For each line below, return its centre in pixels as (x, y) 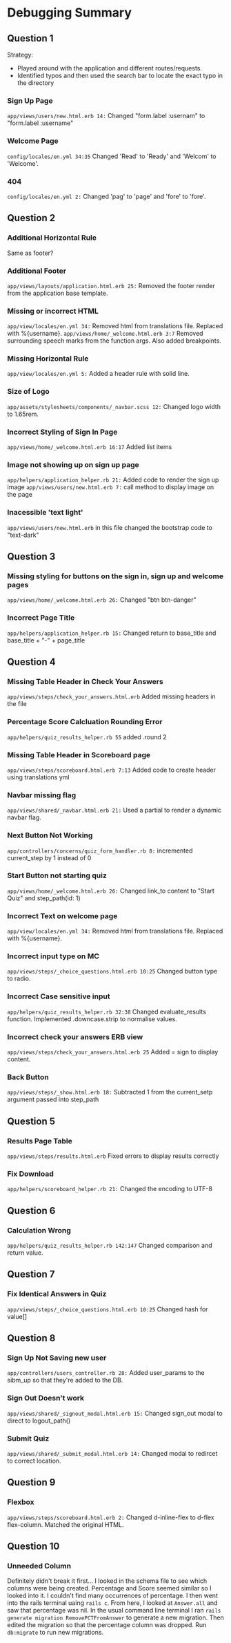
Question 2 (31, 218)
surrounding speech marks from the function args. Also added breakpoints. (114, 341)
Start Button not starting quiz (57, 875)
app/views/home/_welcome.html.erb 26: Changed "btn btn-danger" (102, 600)
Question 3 (31, 557)
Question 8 (31, 1338)
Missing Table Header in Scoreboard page (79, 754)
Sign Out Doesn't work (46, 1398)
